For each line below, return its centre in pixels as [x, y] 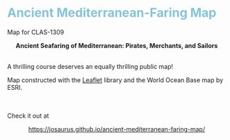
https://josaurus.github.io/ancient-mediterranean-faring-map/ [117, 129]
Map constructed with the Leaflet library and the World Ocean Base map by [115, 80]
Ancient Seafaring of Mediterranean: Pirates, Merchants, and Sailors [117, 45]
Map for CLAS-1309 [36, 32]
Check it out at [28, 116]
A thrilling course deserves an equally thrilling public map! [90, 66]
